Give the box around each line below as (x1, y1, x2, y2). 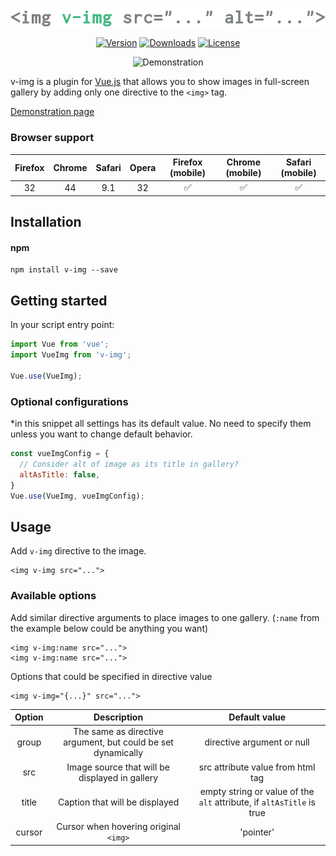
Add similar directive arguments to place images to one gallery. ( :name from (10, 611, 320, 623)
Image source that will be (66, 761, 170, 773)
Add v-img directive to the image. (10, 545, 147, 557)
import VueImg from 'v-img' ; (10, 350, 132, 360)
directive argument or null (204, 736, 310, 748)
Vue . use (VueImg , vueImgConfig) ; (10, 491, 145, 501)
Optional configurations (10, 394, 129, 408)
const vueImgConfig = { (10, 449, 110, 459)
